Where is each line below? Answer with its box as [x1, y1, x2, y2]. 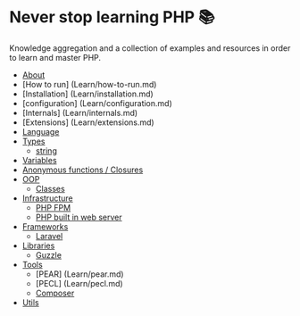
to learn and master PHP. [9, 52, 101, 62]
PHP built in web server [35, 212, 122, 222]
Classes [35, 183, 65, 194]
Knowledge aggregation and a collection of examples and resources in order [9, 42, 291, 54]
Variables [21, 154, 57, 165]
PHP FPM [35, 202, 71, 212]
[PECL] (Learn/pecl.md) [35, 278, 123, 288]
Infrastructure [21, 193, 73, 204]
